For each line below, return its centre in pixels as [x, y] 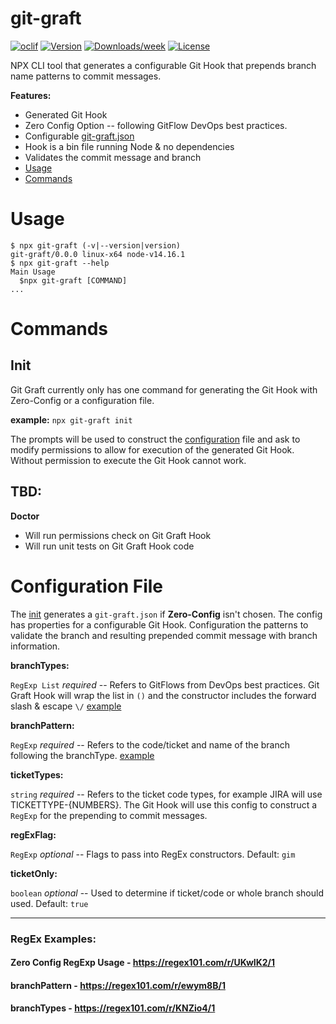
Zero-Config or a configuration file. [82, 400]
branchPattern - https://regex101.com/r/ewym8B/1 [118, 985]
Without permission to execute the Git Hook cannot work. [128, 460]
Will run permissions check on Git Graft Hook [118, 535]
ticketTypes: [37, 774]
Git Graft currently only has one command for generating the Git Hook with [164, 389]
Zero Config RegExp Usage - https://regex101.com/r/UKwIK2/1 [143, 963]
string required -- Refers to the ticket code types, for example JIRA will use [166, 794]
